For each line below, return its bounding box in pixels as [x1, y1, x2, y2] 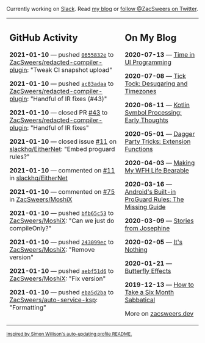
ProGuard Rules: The [124, 195, 184, 203]
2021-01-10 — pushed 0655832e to [9, 50, 114, 58]
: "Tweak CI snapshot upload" [27, 65, 113, 74]
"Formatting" [9, 303, 47, 311]
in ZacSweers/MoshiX [9, 195, 73, 203]
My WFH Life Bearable [124, 166, 189, 174]
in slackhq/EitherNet [9, 174, 68, 182]
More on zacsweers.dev [124, 309, 194, 317]
